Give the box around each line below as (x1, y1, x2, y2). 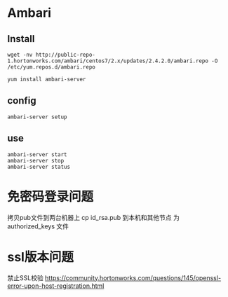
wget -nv (7, 51, 33, 58)
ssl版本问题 (7, 249, 74, 265)
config (7, 95, 36, 106)
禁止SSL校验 (7, 273, 43, 282)
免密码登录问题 (7, 188, 94, 205)
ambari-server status (7, 163, 71, 170)
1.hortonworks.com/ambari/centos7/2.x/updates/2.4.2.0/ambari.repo (7, 57, 209, 64)
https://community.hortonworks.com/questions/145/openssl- (44, 273, 222, 282)
